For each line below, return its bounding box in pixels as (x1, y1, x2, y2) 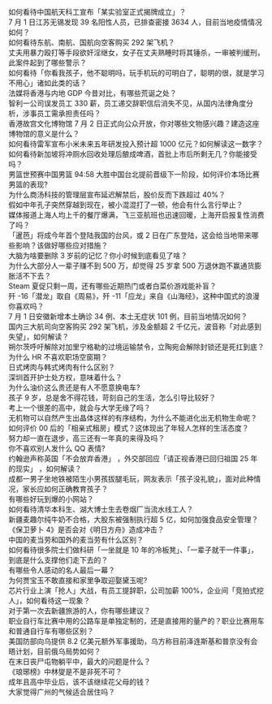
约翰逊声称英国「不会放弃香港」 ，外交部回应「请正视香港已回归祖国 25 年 (8, 454, 258, 463)
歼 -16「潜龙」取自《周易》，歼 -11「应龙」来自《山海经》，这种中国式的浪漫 (8, 292, 260, 300)
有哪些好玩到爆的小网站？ (8, 495, 94, 503)
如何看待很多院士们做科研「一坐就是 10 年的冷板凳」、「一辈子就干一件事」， (8, 545, 258, 555)
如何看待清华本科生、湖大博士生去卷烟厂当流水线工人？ (8, 504, 193, 514)
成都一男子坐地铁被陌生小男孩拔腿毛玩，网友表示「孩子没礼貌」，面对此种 (8, 474, 254, 483)
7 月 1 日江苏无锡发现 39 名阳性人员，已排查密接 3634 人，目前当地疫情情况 (8, 17, 262, 27)
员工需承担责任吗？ (36, 109, 101, 118)
